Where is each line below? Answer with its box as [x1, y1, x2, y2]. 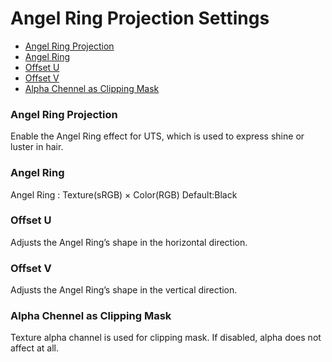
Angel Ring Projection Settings [10, 7, 270, 30]
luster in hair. [10, 141, 64, 153]
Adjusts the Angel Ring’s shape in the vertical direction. [10, 284, 238, 296]
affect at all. [10, 342, 59, 354]
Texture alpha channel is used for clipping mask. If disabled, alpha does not [10, 332, 322, 344]
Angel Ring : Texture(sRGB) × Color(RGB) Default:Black [10, 188, 238, 201]
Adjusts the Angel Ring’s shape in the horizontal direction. [10, 236, 248, 248]
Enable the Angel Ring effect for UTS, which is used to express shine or [10, 130, 305, 142]
